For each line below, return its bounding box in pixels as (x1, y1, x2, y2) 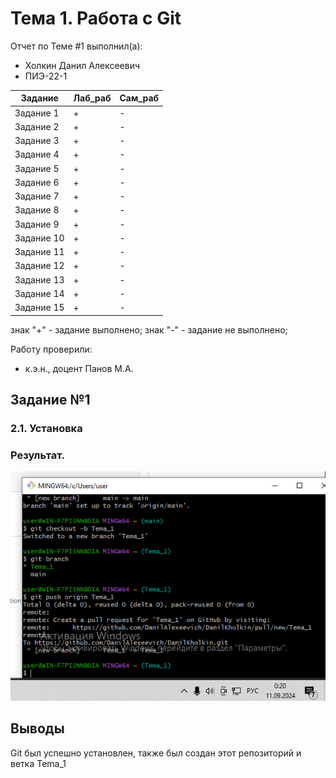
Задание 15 (14, 302, 65, 314)
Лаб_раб (73, 92, 112, 104)
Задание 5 (14, 162, 60, 174)
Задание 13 (14, 273, 65, 286)
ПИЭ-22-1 (24, 70, 68, 82)
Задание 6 (14, 176, 60, 188)
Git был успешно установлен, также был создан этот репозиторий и (10, 747, 302, 759)
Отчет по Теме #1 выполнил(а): (10, 40, 143, 52)
